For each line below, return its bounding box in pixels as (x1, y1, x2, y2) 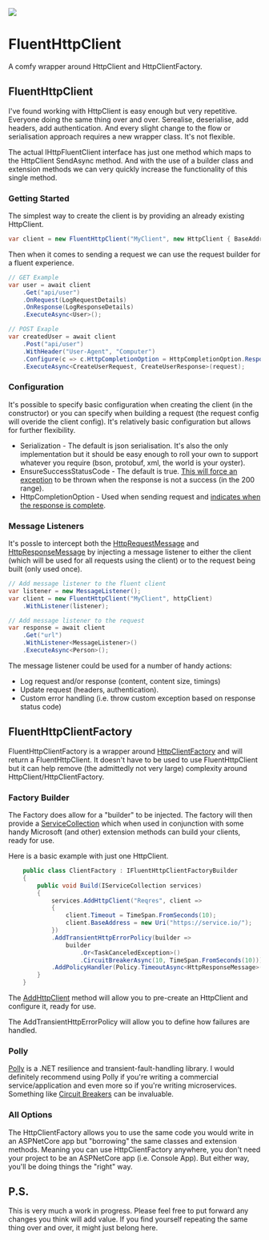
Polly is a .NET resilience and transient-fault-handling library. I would (8, 1064, 235, 1073)
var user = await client (8, 281, 91, 289)
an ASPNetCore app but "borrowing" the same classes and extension (8, 1136, 238, 1145)
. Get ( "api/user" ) (22, 289, 81, 297)
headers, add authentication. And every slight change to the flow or (8, 123, 231, 132)
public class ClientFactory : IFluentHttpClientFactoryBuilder (22, 866, 239, 874)
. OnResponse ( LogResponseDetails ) (22, 303, 134, 312)
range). (19, 483, 44, 493)
